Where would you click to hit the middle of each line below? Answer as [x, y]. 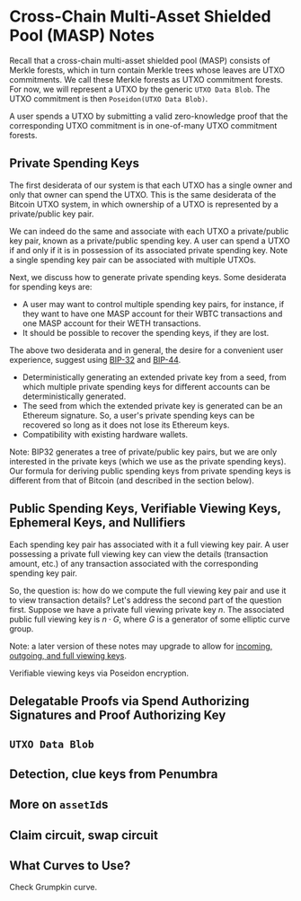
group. [22, 628]
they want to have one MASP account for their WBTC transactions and [152, 314]
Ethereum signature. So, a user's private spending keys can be [138, 415]
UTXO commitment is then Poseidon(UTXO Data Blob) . [109, 98]
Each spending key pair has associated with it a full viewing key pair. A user [149, 544]
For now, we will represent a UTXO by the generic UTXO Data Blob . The [140, 89]
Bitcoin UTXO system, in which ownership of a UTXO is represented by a [144, 204]
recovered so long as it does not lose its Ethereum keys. [126, 425]
